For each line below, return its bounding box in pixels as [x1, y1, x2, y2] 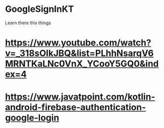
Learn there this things [5, 20, 51, 26]
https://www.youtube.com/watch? [5, 37, 152, 48]
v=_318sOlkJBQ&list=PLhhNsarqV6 [5, 48, 154, 59]
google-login [5, 112, 59, 124]
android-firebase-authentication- [5, 102, 146, 113]
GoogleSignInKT [5, 3, 74, 15]
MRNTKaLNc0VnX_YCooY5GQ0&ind [5, 58, 159, 70]
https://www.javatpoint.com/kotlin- [5, 91, 156, 102]
